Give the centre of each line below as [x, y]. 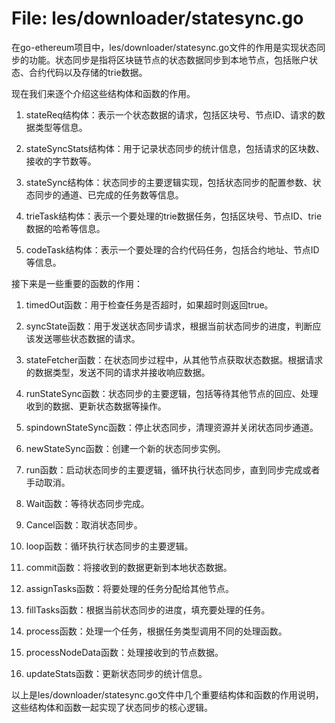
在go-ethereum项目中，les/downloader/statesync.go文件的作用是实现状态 [164, 47]
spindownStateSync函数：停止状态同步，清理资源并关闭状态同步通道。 [172, 427]
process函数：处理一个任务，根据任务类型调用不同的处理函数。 [156, 631]
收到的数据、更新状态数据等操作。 [96, 406]
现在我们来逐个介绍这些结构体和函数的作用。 [103, 93]
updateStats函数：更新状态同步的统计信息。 [116, 673]
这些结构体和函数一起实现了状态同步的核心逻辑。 [112, 707]
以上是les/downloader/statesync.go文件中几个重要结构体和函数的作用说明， [167, 694]
